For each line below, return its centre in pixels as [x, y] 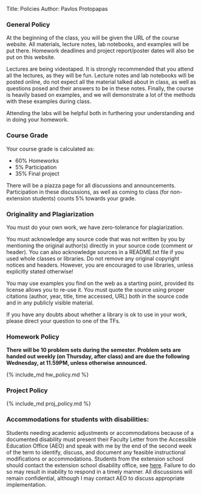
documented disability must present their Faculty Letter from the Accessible [101, 439]
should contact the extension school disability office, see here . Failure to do [101, 465]
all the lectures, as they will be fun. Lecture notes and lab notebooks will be [100, 76]
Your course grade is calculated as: [51, 149]
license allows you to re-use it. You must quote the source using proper [96, 289]
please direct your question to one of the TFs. [63, 321]
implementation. [26, 484]
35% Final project [37, 174]
